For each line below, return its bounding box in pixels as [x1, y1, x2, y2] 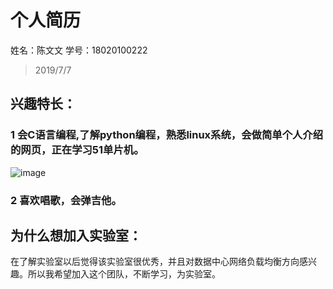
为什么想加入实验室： [10, 227, 142, 244]
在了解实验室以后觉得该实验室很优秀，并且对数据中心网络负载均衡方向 [10, 256, 300, 268]
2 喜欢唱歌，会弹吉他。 [10, 193, 122, 207]
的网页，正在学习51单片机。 [10, 143, 145, 157]
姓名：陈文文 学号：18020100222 [10, 44, 148, 56]
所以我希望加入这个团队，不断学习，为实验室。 [27, 268, 221, 280]
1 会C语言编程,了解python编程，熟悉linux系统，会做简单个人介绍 [10, 128, 324, 142]
